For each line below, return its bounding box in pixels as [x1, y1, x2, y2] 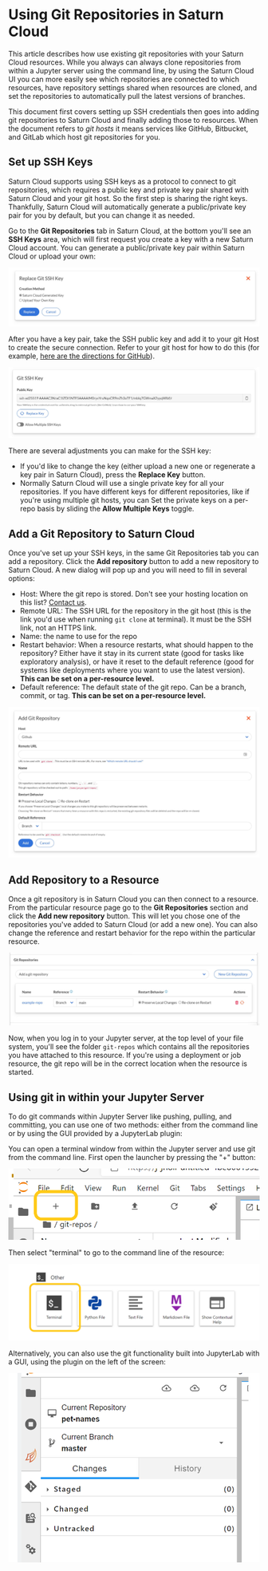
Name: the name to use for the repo [19, 631, 138, 641]
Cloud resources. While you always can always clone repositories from [8, 57, 242, 67]
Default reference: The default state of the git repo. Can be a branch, [19, 682, 246, 692]
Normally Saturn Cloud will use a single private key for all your [19, 479, 225, 488]
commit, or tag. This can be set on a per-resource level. [19, 690, 206, 700]
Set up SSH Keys [8, 156, 93, 169]
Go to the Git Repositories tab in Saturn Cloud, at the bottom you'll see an [8, 226, 251, 235]
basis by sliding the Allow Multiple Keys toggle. [37, 504, 195, 514]
